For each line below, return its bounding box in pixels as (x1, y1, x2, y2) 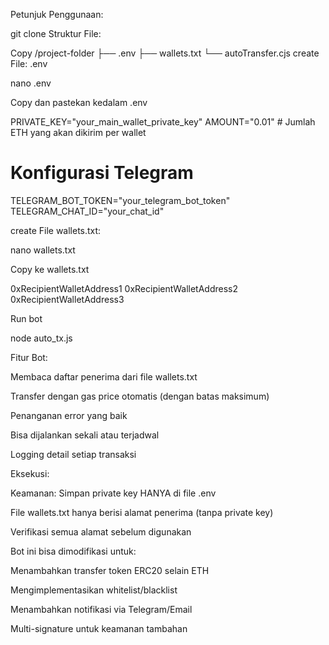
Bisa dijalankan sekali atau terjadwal (10, 429, 160, 441)
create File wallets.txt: (10, 224, 102, 236)
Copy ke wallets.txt (10, 263, 90, 275)
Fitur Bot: (10, 351, 48, 363)
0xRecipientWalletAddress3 (10, 293, 125, 305)
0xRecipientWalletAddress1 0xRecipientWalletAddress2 (10, 282, 239, 294)
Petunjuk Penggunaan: (10, 9, 104, 20)
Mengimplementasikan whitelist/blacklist (10, 584, 178, 596)
